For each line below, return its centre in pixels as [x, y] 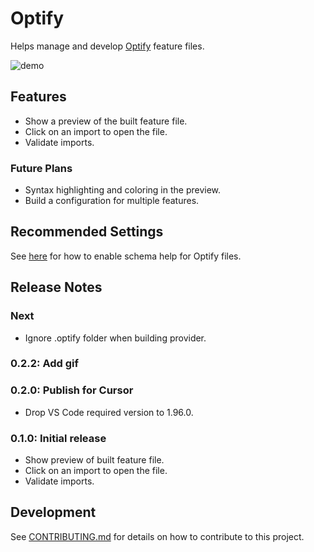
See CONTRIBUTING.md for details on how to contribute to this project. [157, 536]
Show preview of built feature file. [94, 460]
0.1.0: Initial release [58, 438]
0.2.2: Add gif [45, 364]
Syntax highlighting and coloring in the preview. [123, 190]
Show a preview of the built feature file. [106, 121]
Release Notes [56, 287]
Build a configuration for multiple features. [112, 201]
